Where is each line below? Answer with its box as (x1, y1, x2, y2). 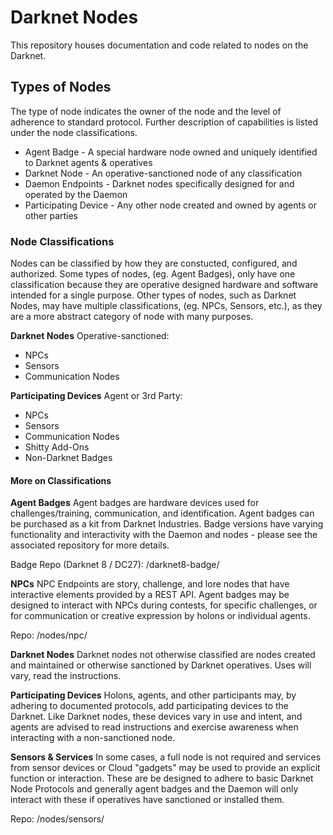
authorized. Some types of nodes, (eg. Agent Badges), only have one (10, 268, 296, 280)
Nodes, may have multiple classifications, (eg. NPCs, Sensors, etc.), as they (10, 300, 323, 312)
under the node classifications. (10, 126, 138, 138)
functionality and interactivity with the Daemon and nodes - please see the (10, 529, 318, 541)
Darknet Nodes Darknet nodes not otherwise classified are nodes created (10, 649, 316, 661)
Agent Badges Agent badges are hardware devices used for (10, 497, 260, 509)
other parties (24, 209, 79, 221)
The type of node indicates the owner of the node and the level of (10, 105, 282, 117)
